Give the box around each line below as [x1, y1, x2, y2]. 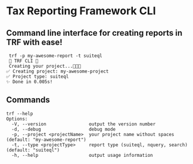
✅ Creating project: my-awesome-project [6, 68, 109, 74]
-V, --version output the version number [11, 121, 156, 127]
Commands [6, 95, 51, 105]
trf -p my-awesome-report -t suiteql [8, 53, 102, 59]
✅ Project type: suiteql [6, 74, 69, 80]
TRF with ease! [6, 37, 63, 47]
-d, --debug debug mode [11, 126, 116, 132]
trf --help [6, 111, 33, 116]
